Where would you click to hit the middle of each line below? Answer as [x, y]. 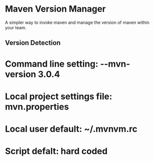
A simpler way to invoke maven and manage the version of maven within [77, 22]
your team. [16, 27]
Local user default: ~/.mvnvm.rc [71, 129]
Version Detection [33, 43]
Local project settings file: [59, 96]
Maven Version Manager [55, 9]
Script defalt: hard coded [56, 151]
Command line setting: [52, 64]
